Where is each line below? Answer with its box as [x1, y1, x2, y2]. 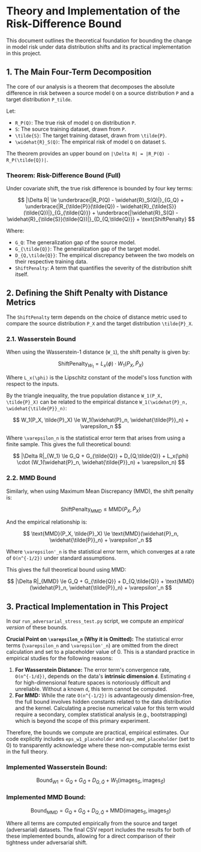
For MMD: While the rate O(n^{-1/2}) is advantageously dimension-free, [14, 692, 195, 699]
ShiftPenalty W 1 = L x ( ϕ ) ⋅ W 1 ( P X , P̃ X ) [58, 360, 144, 370]
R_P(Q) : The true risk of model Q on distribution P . [14, 119, 136, 126]
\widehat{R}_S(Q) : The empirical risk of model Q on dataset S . [14, 138, 167, 145]
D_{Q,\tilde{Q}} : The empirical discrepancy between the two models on [14, 252, 195, 259]
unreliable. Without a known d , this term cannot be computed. [14, 686, 167, 693]
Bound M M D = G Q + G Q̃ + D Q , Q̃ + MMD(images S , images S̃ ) [31, 806, 171, 815]
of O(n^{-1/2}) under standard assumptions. [6, 554, 116, 562]
